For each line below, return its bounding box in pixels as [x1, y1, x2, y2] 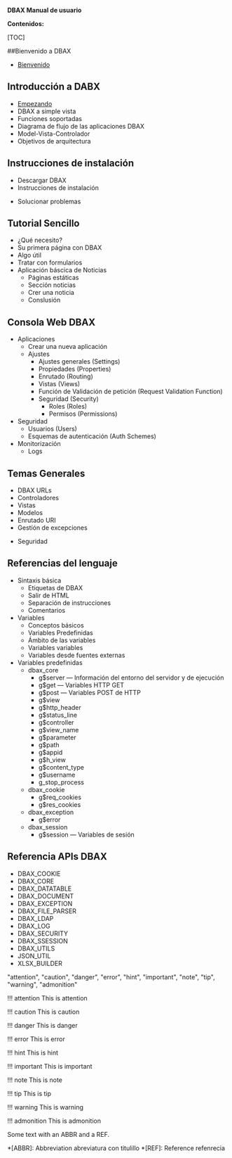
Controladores [17, 494, 60, 502]
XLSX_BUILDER [17, 959, 63, 967]
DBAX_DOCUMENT [17, 891, 74, 900]
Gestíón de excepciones [17, 523, 88, 532]
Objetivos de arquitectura [17, 136, 91, 145]
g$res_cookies [38, 800, 81, 808]
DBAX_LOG [17, 922, 50, 930]
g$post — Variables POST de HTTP [38, 688, 142, 696]
